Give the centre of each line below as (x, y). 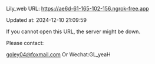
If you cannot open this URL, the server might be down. (73, 31)
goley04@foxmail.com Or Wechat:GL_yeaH (58, 55)
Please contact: (25, 43)
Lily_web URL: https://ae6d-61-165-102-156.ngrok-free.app (77, 9)
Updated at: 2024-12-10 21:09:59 (47, 20)
